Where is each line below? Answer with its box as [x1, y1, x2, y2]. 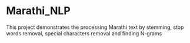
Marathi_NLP [6, 4, 71, 18]
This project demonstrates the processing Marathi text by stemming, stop [6, 24, 184, 31]
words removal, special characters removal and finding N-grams [6, 29, 162, 37]
